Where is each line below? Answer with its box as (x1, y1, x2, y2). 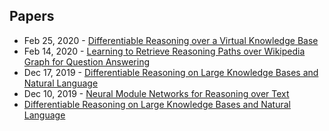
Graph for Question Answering (23, 55, 150, 68)
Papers (9, 8, 55, 25)
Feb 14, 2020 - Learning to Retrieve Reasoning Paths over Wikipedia (23, 45, 306, 57)
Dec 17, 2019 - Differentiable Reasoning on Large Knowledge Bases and (23, 66, 319, 78)
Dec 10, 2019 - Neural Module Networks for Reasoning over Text (23, 87, 290, 99)
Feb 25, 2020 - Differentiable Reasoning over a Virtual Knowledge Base (23, 34, 319, 46)
